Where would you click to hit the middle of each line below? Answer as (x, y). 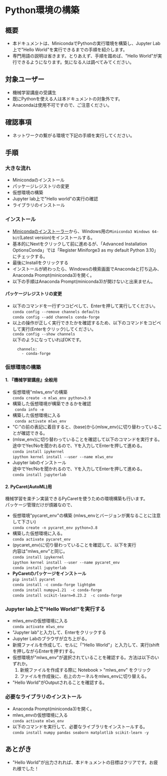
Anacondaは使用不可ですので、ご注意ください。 (62, 105)
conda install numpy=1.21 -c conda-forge (57, 590)
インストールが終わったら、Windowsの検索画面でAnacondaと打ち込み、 (87, 269)
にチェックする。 (30, 256)
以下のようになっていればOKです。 (48, 339)
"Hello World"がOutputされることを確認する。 (60, 683)
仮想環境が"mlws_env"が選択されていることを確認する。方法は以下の (83, 658)
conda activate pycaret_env (41, 539)
